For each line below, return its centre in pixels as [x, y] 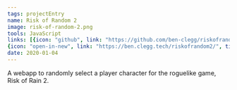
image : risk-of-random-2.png [50, 27]
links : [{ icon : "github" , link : [55, 40]
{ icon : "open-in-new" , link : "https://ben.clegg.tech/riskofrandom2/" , [115, 46]
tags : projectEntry [36, 14]
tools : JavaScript [34, 33]
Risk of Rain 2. [28, 80]
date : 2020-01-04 [33, 53]
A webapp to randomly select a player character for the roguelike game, [112, 73]
